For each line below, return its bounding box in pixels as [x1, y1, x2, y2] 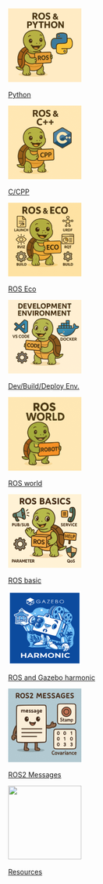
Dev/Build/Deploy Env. [8, 381, 80, 390]
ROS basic [8, 575, 41, 585]
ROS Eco [8, 284, 37, 294]
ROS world [8, 478, 43, 488]
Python [8, 89, 31, 99]
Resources [8, 867, 43, 876]
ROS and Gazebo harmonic [8, 673, 96, 682]
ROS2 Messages [8, 769, 62, 779]
